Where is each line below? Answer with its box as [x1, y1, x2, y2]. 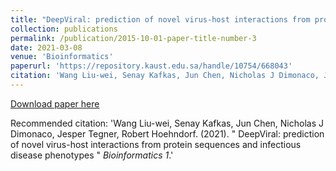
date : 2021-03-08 [10, 42, 83, 53]
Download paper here [10, 97, 100, 110]
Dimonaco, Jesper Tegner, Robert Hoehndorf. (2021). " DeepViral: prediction [10, 127, 325, 140]
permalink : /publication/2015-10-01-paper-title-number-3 [10, 33, 257, 43]
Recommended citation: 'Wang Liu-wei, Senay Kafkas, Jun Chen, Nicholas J [10, 117, 325, 129]
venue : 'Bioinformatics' [10, 52, 114, 62]
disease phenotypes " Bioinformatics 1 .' [10, 149, 174, 161]
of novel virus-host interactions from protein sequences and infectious [10, 138, 302, 150]
